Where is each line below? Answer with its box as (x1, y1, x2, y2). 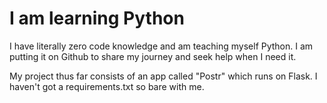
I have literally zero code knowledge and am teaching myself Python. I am (9, 40, 314, 52)
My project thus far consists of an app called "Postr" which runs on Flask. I (9, 70, 318, 82)
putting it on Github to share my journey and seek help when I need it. (9, 50, 297, 62)
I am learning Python (9, 7, 185, 30)
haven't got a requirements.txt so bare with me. (9, 80, 205, 92)
